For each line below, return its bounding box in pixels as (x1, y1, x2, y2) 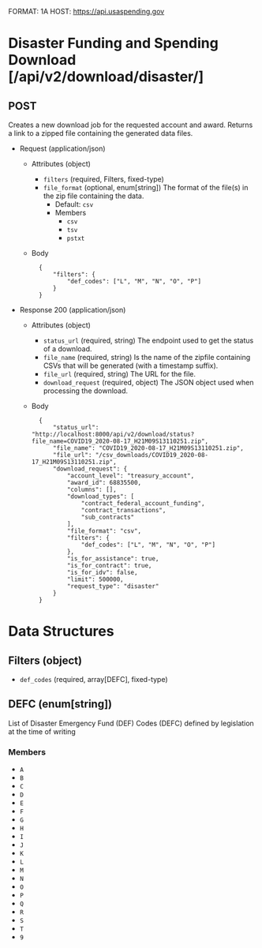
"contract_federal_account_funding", (80, 500, 205, 508)
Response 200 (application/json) (19, 305, 126, 314)
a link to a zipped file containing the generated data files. (8, 129, 193, 137)
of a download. (43, 344, 92, 354)
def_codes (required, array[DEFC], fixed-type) (19, 675, 168, 684)
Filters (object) (8, 654, 83, 667)
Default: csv (54, 200, 94, 208)
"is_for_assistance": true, (66, 555, 159, 563)
